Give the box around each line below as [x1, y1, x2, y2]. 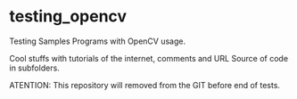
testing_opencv [9, 6, 128, 27]
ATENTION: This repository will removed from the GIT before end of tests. [9, 79, 281, 90]
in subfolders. [9, 62, 60, 73]
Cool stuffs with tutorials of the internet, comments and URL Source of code [9, 53, 288, 63]
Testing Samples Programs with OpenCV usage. [9, 36, 186, 46]
